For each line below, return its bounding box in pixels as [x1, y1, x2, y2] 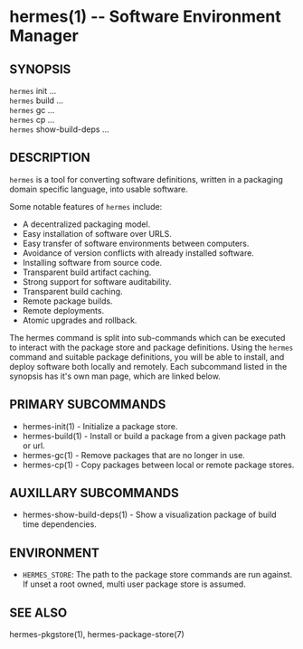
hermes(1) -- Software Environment [9, 6, 282, 27]
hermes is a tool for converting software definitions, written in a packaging [9, 174, 283, 184]
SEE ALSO [9, 605, 68, 620]
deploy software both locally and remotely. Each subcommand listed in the [9, 361, 288, 372]
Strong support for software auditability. [22, 276, 172, 287]
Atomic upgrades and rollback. [22, 315, 137, 325]
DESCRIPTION [9, 150, 90, 165]
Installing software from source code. [22, 257, 163, 268]
